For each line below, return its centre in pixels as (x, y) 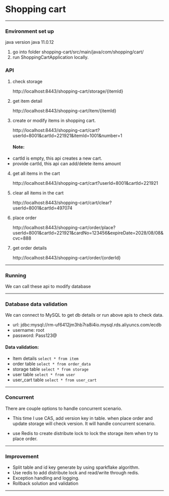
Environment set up (30, 31)
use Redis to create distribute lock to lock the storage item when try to (85, 433)
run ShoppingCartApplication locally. (51, 57)
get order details (29, 248)
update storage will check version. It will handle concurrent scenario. (84, 423)
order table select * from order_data (52, 364)
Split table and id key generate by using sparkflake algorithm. (76, 467)
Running (16, 275)
